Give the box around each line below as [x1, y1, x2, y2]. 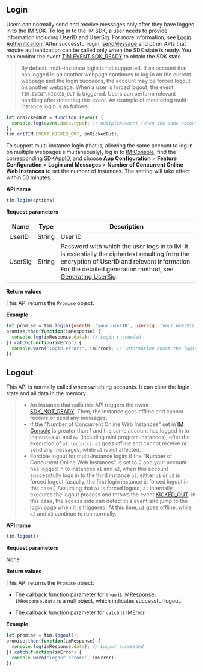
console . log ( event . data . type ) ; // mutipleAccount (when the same [11, 120, 179, 126]
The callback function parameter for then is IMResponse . [14, 591, 156, 598]
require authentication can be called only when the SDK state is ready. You [6, 46, 191, 54]
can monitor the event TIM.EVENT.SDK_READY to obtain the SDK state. [6, 52, 183, 60]
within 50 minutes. [6, 174, 52, 181]
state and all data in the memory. [6, 390, 87, 397]
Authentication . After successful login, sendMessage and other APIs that [6, 40, 186, 47]
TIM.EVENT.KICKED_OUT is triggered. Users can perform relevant [20, 90, 176, 97]
